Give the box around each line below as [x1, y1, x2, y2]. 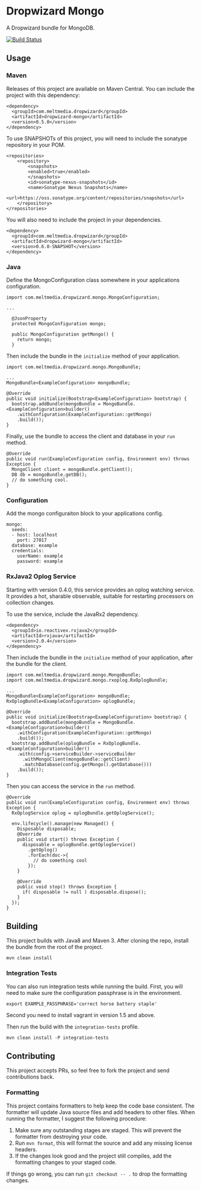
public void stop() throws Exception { [17, 883, 117, 889]
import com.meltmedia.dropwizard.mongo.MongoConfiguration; [6, 294, 161, 301]
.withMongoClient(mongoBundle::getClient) [22, 756, 131, 762]
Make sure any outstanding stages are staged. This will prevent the [14, 1126, 182, 1133]
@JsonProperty [11, 315, 47, 322]
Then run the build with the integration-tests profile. [6, 1023, 140, 1030]
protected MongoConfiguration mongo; [11, 320, 107, 326]
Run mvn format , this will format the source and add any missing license [14, 1139, 193, 1147]
